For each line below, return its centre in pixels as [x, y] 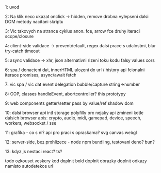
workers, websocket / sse [31, 123]
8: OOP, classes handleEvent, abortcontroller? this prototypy [65, 94]
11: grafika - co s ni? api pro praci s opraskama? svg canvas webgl [71, 133]
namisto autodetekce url [29, 166]
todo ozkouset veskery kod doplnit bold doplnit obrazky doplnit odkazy [76, 161]
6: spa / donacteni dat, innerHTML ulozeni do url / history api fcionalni [75, 70]
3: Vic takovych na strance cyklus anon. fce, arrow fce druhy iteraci [72, 31]
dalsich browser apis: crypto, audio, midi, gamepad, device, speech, [73, 118]
